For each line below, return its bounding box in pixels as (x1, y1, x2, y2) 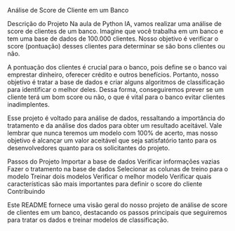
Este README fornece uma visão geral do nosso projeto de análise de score (7, 201, 228, 209)
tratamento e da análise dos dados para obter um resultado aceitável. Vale (7, 121, 222, 129)
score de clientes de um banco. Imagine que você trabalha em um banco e (7, 27, 224, 35)
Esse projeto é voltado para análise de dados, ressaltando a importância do (7, 114, 226, 122)
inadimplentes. (7, 100, 51, 108)
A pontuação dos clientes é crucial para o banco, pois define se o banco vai (7, 63, 227, 71)
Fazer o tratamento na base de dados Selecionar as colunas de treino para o (7, 165, 229, 173)
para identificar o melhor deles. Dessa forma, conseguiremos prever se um (7, 86, 224, 93)
